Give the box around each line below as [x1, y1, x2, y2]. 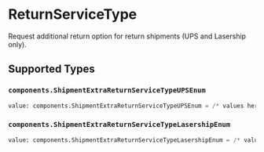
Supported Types [8, 63, 96, 76]
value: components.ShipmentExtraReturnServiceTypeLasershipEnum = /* [8, 136, 241, 144]
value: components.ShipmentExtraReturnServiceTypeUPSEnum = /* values [8, 102, 244, 110]
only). [8, 39, 27, 49]
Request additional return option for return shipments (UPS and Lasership [8, 31, 246, 41]
